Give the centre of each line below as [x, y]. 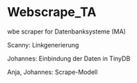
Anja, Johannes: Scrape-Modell [53, 72]
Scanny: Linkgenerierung [43, 45]
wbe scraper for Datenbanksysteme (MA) [67, 31]
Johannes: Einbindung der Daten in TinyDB [69, 58]
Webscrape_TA [52, 12]
